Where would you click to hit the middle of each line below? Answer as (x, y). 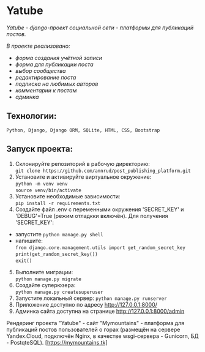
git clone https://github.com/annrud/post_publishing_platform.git (103, 171)
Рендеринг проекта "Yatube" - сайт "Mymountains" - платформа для (95, 323)
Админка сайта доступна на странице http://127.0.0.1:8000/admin (100, 311)
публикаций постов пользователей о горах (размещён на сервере (93, 329)
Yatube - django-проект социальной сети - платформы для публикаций (100, 28)
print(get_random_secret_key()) (56, 254)
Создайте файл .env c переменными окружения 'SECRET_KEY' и (99, 209)
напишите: (29, 241)
